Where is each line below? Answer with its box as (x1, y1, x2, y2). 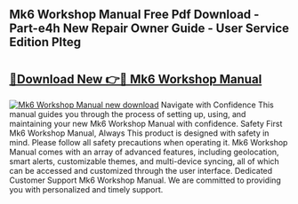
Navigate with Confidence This (160, 99, 274, 110)
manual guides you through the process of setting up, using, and (9, 109, 246, 119)
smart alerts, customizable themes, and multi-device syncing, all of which (9, 156, 280, 167)
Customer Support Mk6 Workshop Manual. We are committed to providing (9, 175, 282, 185)
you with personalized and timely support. (9, 184, 164, 194)
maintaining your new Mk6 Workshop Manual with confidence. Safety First (9, 119, 283, 129)
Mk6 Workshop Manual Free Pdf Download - (9, 7, 260, 22)
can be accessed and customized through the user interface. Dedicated (9, 166, 273, 176)
